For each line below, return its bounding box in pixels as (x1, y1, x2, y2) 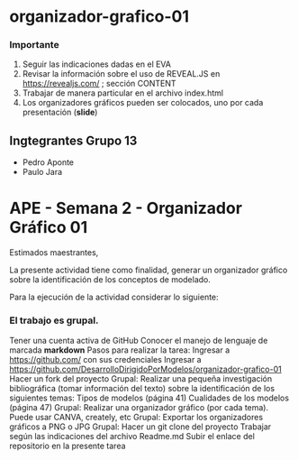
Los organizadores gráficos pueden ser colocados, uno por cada (22, 97, 264, 108)
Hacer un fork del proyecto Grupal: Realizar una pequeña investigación (9, 373, 273, 384)
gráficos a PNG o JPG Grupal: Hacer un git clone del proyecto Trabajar (9, 421, 272, 432)
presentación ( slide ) (22, 106, 98, 118)
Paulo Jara (22, 167, 63, 178)
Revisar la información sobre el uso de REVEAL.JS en (22, 69, 221, 79)
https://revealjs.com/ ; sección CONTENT (22, 78, 177, 89)
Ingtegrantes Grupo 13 (9, 133, 138, 148)
